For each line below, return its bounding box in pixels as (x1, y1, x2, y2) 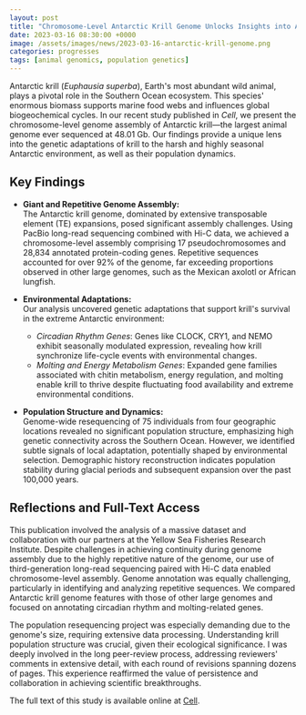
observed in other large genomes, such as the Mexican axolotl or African (22, 266, 297, 277)
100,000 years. (22, 474, 79, 485)
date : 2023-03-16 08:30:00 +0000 (9, 30, 137, 39)
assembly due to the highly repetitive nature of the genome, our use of (9, 553, 275, 564)
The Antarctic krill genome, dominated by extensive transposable (22, 208, 268, 219)
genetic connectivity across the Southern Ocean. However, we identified (22, 435, 296, 446)
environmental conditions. (36, 388, 135, 399)
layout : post (9, 13, 59, 23)
